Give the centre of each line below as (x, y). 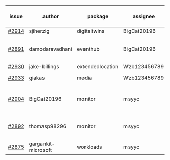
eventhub (88, 49)
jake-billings (44, 67)
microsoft (40, 150)
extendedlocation (98, 67)
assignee (144, 16)
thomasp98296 (48, 126)
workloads (90, 147)
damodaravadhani (51, 49)
